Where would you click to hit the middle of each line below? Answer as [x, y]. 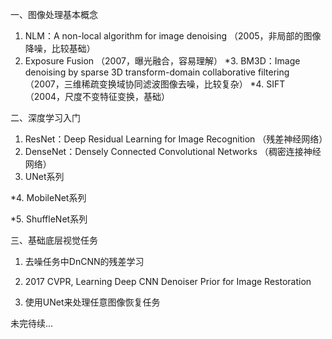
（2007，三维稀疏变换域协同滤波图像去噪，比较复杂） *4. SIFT [155, 84]
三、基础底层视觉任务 [54, 240]
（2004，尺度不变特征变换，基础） [97, 96]
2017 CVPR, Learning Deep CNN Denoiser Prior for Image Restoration [168, 281]
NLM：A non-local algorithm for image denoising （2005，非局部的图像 [173, 36]
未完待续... [32, 323]
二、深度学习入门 [45, 117]
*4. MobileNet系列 [48, 197]
